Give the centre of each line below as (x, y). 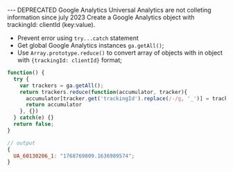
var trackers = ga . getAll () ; (62, 86)
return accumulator (53, 105)
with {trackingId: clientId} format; (70, 60)
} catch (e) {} (34, 118)
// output (21, 143)
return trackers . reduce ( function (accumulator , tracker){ (104, 92)
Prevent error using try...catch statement (78, 38)
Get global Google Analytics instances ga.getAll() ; (90, 45)
